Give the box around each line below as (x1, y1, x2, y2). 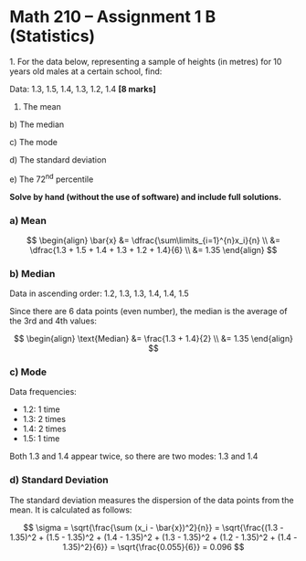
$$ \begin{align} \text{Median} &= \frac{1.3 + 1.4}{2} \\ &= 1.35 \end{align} (13, 333, 294, 344)
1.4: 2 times (22, 423, 67, 435)
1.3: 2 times (22, 414, 67, 425)
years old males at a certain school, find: (9, 66, 163, 77)
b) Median (9, 267, 56, 280)
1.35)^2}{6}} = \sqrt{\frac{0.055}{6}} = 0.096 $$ (62, 541, 245, 552)
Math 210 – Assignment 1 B (9, 6, 216, 27)
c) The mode (9, 136, 58, 147)
